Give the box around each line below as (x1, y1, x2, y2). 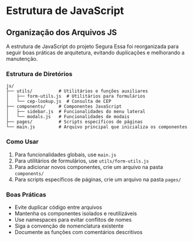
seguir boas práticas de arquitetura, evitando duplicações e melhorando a (6, 49, 185, 56)
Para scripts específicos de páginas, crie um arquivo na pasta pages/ (14, 175, 181, 183)
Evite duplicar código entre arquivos (14, 204, 103, 211)
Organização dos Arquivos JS (6, 27, 117, 37)
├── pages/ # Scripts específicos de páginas (6, 119, 143, 125)
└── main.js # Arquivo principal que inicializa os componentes (6, 124, 188, 130)
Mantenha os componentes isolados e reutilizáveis (14, 209, 137, 217)
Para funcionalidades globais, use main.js (14, 151, 117, 158)
